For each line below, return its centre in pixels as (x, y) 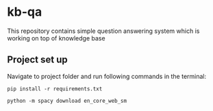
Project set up (37, 60)
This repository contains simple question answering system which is (103, 31)
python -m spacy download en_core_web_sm (67, 101)
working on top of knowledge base (56, 38)
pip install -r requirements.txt (55, 89)
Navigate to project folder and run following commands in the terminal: (107, 76)
